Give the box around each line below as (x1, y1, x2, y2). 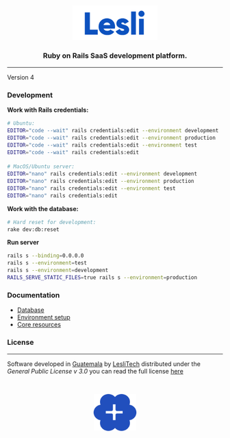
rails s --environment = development (7, 267, 109, 274)
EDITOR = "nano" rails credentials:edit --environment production (7, 178, 194, 185)
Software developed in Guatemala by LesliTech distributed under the (7, 359, 201, 368)
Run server (7, 239, 40, 247)
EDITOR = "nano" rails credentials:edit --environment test (7, 184, 176, 192)
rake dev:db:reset (7, 226, 60, 233)
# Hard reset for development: (7, 219, 97, 226)
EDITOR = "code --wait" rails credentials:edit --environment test (7, 141, 197, 149)
